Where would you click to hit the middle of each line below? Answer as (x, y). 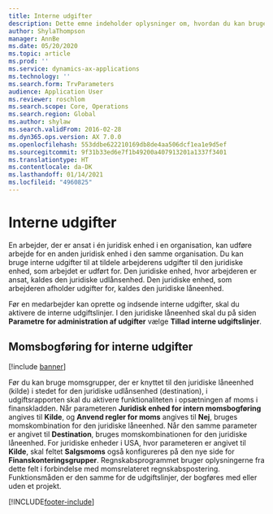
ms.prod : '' (28, 62)
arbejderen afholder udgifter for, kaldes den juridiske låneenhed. (116, 288)
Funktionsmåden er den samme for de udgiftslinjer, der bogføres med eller (133, 477)
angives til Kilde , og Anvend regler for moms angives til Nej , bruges (123, 416)
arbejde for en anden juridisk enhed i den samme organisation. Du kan (126, 254)
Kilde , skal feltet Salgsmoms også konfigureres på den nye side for (121, 451)
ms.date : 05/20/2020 (43, 46)
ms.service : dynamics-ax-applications (74, 69)
